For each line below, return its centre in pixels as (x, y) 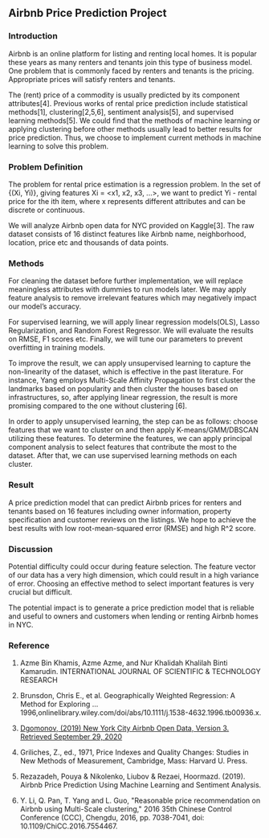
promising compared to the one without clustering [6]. (98, 406)
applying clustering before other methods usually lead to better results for (130, 129)
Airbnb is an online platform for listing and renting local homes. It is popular (132, 53)
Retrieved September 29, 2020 (71, 737)
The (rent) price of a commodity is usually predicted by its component (124, 95)
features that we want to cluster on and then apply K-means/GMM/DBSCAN (134, 430)
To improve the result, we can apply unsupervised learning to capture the (130, 363)
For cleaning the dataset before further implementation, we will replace (126, 281)
